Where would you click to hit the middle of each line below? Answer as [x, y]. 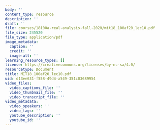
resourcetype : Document [30, 70]
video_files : [18, 83]
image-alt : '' [24, 56]
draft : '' [15, 23]
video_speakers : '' [30, 106]
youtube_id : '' [25, 120]
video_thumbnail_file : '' [36, 92]
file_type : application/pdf [34, 38]
